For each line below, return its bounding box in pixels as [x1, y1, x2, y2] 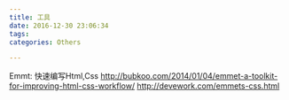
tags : [9, 29, 29, 38]
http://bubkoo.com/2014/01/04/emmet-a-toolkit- [100, 71, 278, 81]
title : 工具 [9, 12, 51, 22]
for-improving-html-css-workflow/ [9, 81, 136, 91]
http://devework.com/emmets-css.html [137, 81, 280, 91]
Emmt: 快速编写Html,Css [9, 71, 99, 81]
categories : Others [9, 37, 82, 47]
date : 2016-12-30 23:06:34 [9, 21, 109, 30]
